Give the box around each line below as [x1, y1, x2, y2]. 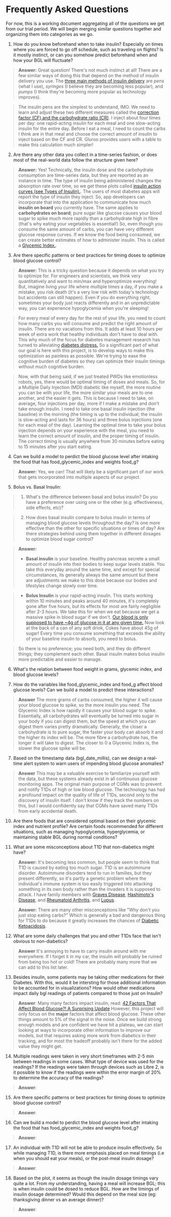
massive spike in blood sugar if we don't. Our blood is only [25, 614, 149, 620]
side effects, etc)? [25, 504, 64, 510]
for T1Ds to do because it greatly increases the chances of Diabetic [18, 917, 159, 923]
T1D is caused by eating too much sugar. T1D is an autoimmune [18, 864, 151, 871]
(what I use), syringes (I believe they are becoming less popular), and [18, 83, 163, 89]
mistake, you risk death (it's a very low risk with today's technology [18, 289, 159, 295]
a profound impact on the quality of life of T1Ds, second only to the [18, 791, 158, 798]
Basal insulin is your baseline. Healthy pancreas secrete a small [25, 555, 160, 562]
